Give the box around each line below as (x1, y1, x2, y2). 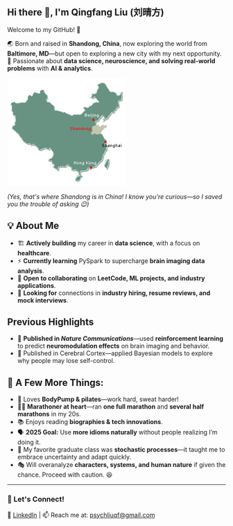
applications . (17, 281, 56, 289)
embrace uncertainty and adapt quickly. (17, 453, 132, 461)
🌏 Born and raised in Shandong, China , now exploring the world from (7, 39, 208, 47)
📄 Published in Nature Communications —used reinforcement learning (17, 334, 224, 343)
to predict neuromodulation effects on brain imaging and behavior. (17, 342, 210, 350)
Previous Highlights (7, 316, 94, 328)
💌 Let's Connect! (7, 495, 64, 504)
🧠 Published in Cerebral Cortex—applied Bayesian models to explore (17, 349, 213, 357)
